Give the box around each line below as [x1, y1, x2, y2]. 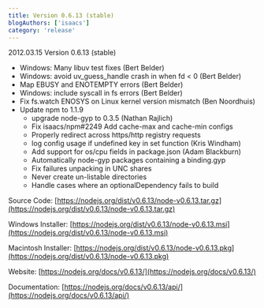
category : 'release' [8, 26, 76, 34]
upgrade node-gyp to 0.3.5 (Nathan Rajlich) [31, 114, 173, 123]
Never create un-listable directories [31, 172, 147, 182]
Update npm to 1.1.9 [19, 105, 84, 115]
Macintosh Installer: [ [8, 243, 76, 253]
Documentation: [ [8, 282, 65, 292]
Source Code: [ [8, 196, 58, 205]
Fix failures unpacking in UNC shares [31, 163, 152, 174]
